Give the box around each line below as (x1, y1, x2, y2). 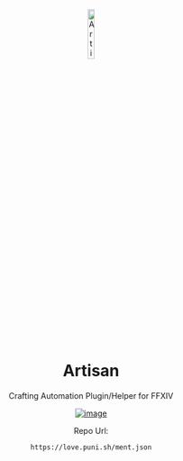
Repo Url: (73, 425, 109, 436)
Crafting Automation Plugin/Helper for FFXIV (8, 390, 174, 401)
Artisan (62, 361, 120, 382)
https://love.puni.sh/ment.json (30, 442, 152, 452)
